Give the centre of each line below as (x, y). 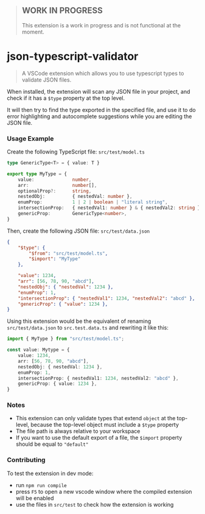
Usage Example (30, 138)
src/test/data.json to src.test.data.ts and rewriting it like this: (88, 328)
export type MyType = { (37, 174)
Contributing (26, 460)
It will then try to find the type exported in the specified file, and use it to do (102, 110)
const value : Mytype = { (38, 350)
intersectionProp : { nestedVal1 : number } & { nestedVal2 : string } (109, 208)
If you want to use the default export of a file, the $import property (99, 438)
